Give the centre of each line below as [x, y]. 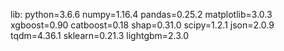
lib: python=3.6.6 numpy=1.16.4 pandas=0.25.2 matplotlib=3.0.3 [141, 14]
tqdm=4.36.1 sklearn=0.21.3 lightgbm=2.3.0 [100, 35]
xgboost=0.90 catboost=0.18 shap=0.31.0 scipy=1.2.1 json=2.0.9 [142, 25]
